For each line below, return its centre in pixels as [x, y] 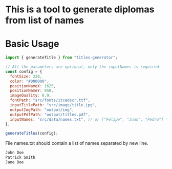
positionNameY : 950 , [32, 91]
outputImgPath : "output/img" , [42, 110]
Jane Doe [15, 162]
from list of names [45, 20]
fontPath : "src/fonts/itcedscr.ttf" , [50, 100]
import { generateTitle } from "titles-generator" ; [61, 58]
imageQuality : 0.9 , [31, 96]
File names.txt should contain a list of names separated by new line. [77, 143]
